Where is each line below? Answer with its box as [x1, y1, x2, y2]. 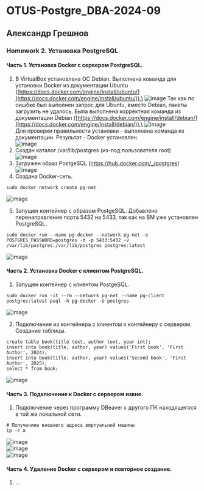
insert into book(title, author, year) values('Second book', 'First [6, 355, 187, 361]
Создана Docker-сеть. [15, 172, 73, 180]
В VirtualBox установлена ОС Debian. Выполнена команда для [15, 75, 177, 83]
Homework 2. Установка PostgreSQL [6, 46, 119, 55]
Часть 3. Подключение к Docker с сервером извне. [6, 390, 143, 397]
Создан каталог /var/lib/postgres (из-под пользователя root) [15, 146, 172, 153]
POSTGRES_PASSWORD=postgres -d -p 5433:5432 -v [6, 237, 130, 243]
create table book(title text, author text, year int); [6, 339, 151, 345]
